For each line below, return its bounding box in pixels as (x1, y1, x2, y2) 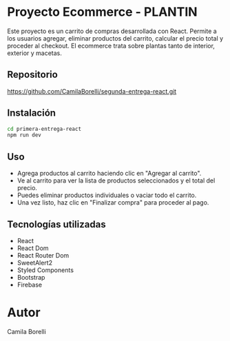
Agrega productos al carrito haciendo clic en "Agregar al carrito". (17, 169, 202, 178)
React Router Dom (17, 251, 70, 259)
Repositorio (7, 69, 59, 81)
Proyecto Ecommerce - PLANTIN (7, 4, 198, 20)
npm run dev (7, 132, 41, 138)
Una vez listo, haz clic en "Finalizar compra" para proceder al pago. (17, 198, 209, 207)
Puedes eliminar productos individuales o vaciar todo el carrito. (17, 191, 197, 200)
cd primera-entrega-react (7, 125, 81, 132)
